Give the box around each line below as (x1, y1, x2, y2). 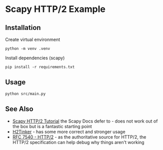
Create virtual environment (5, 36, 60, 42)
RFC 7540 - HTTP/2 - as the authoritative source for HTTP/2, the (12, 134, 146, 140)
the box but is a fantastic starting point (12, 123, 92, 129)
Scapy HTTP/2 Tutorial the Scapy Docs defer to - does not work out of (12, 118, 158, 124)
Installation (5, 23, 41, 32)
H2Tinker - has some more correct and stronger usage (12, 129, 126, 135)
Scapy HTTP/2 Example (5, 3, 106, 15)
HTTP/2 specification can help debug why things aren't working (12, 139, 144, 145)
